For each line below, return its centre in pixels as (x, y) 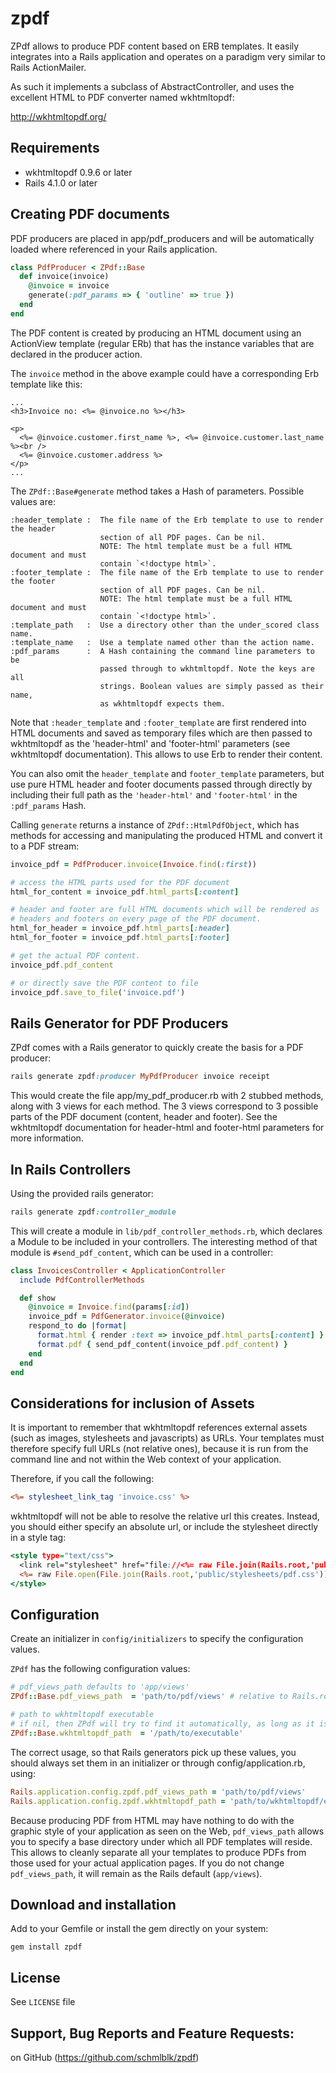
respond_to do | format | (78, 1326)
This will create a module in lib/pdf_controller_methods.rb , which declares (166, 1231)
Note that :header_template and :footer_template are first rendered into (158, 722)
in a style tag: (38, 1538)
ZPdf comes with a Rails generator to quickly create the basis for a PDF (157, 1048)
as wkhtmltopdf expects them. (162, 703)
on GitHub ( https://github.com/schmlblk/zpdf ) (105, 2057)
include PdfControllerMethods (82, 1280)
